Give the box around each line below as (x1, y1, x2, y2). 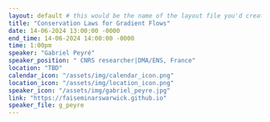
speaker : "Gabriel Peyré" (8, 49, 95, 57)
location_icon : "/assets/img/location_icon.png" (8, 79, 174, 87)
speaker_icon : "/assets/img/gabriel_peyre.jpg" (8, 86, 171, 95)
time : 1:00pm (8, 42, 52, 50)
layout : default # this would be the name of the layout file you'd (8, 11, 243, 20)
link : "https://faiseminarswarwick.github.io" (8, 94, 167, 102)
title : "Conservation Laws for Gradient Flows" (8, 19, 171, 27)
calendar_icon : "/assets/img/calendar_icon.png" (8, 71, 174, 79)
